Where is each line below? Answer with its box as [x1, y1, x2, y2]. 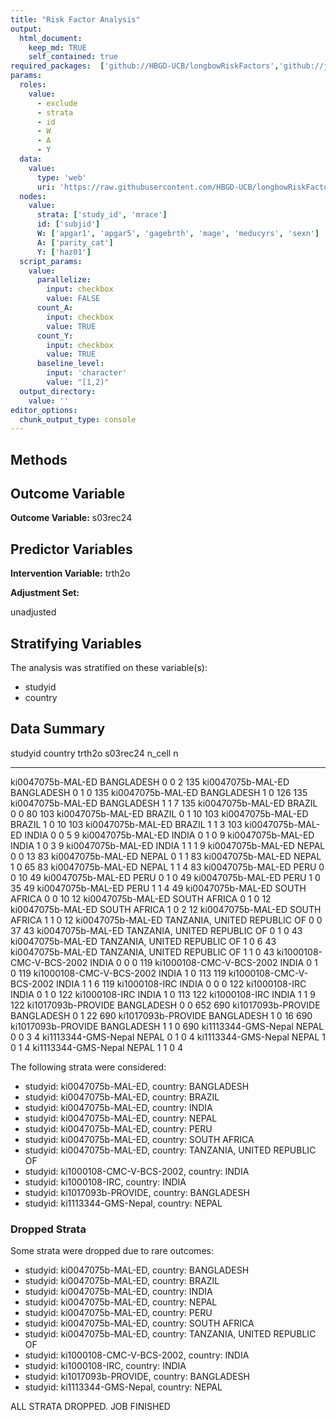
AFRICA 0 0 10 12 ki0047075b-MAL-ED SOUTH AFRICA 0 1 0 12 [10, 892, 272, 905]
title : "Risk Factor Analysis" [10, 14, 141, 25]
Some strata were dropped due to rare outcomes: [10, 1245, 214, 1257]
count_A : [36, 303, 74, 313]
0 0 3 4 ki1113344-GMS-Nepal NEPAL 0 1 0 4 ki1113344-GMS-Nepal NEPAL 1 [10, 1031, 326, 1043]
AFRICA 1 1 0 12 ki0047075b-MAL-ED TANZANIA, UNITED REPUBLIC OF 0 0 [10, 914, 323, 926]
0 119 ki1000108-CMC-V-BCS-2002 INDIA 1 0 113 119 [10, 967, 227, 979]
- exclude [36, 98, 78, 108]
